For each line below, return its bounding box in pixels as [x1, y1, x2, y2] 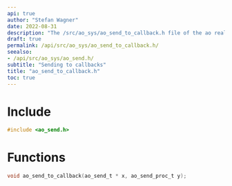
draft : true [7, 36, 41, 43]
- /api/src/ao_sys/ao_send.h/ [7, 55, 95, 62]
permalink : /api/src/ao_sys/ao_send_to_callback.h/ [7, 42, 159, 49]
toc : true [7, 74, 36, 81]
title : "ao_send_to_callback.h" [7, 68, 100, 74]
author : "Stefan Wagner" [7, 17, 79, 23]
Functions [7, 149, 66, 165]
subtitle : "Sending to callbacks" [7, 61, 107, 68]
